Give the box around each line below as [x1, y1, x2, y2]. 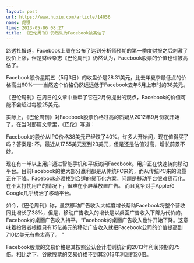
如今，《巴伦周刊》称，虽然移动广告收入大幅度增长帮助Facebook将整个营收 [6, 202, 185, 209]
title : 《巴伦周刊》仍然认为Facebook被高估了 [6, 30, 106, 36]
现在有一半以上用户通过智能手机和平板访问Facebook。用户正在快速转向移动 [6, 160, 188, 167]
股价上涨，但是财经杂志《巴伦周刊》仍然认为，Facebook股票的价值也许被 [6, 54, 183, 61]
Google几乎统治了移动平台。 [6, 189, 75, 196]
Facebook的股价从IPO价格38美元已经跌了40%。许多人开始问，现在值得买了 [6, 133, 189, 140]
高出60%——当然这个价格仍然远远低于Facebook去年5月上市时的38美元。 [10, 81, 188, 88]
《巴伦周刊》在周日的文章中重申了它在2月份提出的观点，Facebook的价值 [6, 94, 181, 101]
